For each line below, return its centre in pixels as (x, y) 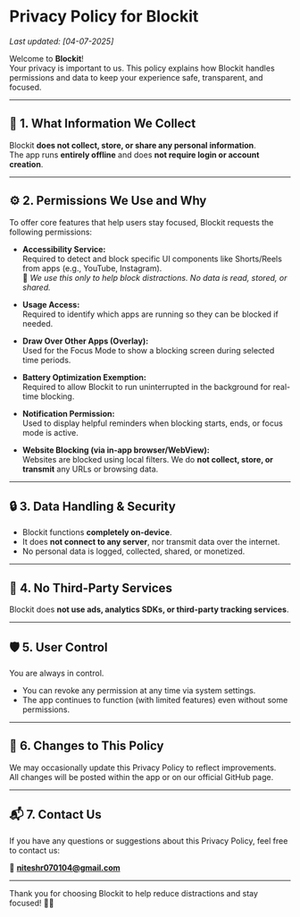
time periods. (46, 360)
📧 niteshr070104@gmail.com (65, 867)
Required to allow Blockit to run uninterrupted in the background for (146, 386)
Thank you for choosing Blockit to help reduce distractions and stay (134, 893)
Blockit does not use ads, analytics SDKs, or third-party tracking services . (149, 609)
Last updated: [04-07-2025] (62, 41)
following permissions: (50, 232)
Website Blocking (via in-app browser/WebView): (116, 450)
